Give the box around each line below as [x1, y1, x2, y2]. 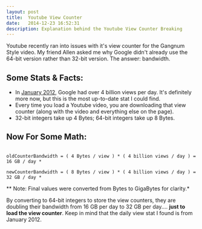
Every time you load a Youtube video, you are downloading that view [15, 102, 186, 109]
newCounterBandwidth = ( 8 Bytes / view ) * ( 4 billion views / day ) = [6, 169, 197, 175]
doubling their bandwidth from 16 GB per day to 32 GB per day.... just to [6, 203, 186, 210]
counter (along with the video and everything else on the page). [15, 108, 174, 115]
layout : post [6, 8, 39, 15]
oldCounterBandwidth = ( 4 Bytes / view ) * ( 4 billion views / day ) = [6, 153, 197, 159]
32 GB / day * [6, 174, 42, 180]
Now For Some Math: [6, 132, 87, 142]
